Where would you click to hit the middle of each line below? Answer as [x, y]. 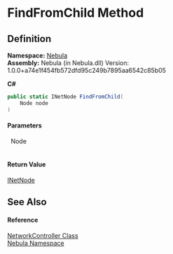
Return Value [27, 164]
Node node [34, 103]
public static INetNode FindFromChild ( [65, 97]
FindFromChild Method [76, 13]
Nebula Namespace [36, 243]
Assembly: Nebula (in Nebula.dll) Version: [68, 63]
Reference [23, 220]
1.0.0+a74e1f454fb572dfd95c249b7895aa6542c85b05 [87, 70]
